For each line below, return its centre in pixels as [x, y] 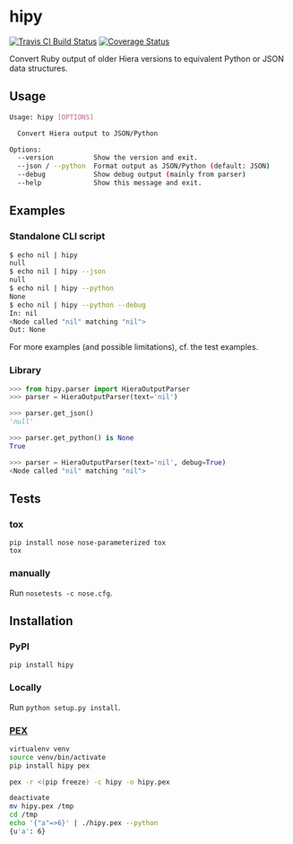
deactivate [30, 798]
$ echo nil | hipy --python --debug [78, 305]
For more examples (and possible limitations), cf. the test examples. [134, 347]
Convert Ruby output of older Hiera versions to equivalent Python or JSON [147, 58]
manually [30, 573]
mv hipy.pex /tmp [42, 806]
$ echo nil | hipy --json [57, 272]
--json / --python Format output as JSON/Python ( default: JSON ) [144, 166]
